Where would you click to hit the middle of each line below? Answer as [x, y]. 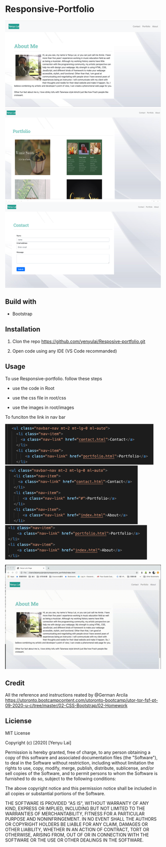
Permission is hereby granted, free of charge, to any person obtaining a [78, 752]
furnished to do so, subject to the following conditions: [61, 779]
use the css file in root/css [39, 397]
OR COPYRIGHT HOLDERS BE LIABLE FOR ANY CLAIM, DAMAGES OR [77, 824]
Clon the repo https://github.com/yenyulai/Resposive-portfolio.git [79, 341]
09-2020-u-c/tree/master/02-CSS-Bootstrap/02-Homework [66, 705]
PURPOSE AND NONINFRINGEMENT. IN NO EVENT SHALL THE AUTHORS [81, 819]
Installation [23, 329]
